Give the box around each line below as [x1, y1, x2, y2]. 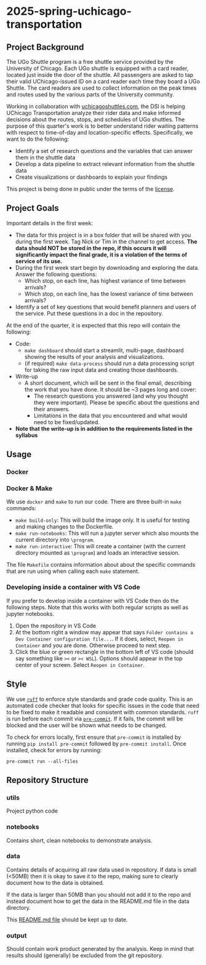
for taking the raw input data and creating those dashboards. [24, 366, 179, 373]
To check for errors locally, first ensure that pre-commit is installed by [6, 733, 181, 741]
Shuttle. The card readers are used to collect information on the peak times [6, 84, 197, 92]
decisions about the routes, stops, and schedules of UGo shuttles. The [6, 116, 185, 123]
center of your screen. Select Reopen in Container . [15, 661, 145, 668]
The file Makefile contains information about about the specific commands [6, 561, 196, 569]
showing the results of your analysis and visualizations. [24, 353, 165, 360]
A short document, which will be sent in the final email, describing [24, 379, 192, 387]
